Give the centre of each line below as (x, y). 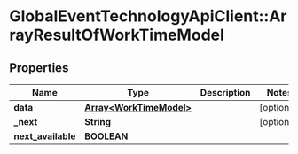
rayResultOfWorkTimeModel (117, 35)
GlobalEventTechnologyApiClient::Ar (148, 16)
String (98, 122)
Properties (39, 68)
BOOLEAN (106, 136)
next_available (45, 136)
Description (225, 92)
